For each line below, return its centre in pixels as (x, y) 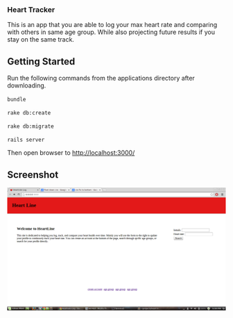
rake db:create (29, 113)
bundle (17, 100)
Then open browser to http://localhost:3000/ (71, 153)
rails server (26, 140)
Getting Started (41, 61)
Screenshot (33, 175)
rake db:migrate (31, 126)
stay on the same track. (41, 40)
